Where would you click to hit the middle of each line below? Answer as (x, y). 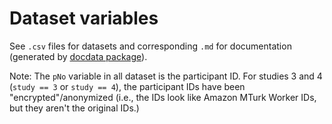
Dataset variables (84, 18)
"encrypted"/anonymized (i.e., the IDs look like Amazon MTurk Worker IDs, (163, 97)
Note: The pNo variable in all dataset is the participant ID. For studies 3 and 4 (166, 76)
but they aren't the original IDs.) (74, 108)
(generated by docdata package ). (78, 56)
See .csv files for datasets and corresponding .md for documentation (150, 46)
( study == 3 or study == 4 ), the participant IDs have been (127, 86)
